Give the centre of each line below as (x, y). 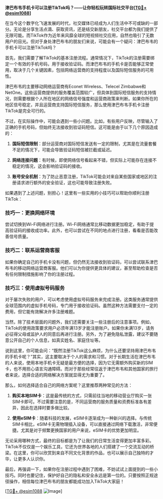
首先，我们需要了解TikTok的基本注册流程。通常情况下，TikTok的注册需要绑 (80, 58)
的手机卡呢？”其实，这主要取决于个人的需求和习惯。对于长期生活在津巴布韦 (81, 356)
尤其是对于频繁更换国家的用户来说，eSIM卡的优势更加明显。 (81, 430)
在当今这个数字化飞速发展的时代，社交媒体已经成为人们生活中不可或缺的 (77, 23)
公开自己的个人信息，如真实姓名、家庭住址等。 (56, 340)
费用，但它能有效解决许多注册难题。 (41, 312)
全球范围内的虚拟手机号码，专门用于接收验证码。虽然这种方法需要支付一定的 (81, 305)
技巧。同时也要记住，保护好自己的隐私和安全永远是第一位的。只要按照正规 (79, 475)
